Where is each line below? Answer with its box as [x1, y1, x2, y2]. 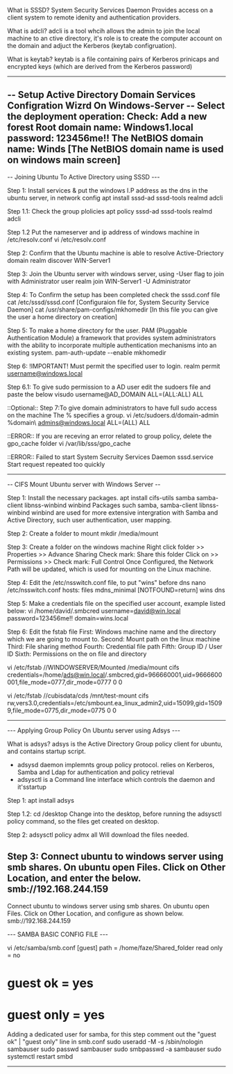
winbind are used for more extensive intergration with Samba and [31, 508, 218, 517]
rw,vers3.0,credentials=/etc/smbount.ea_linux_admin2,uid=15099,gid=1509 [7, 698, 223, 707]
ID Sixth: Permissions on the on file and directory [7, 650, 147, 658]
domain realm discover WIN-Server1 [7, 256, 111, 264]
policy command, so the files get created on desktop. [7, 817, 159, 825]
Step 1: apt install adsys [7, 796, 75, 804]
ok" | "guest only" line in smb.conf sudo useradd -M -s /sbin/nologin [7, 1037, 203, 1045]
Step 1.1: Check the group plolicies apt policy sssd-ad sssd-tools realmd [7, 207, 213, 215]
